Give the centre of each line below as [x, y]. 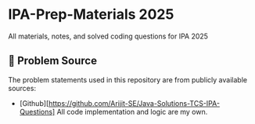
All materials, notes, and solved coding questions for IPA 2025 [108, 36]
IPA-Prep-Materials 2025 [91, 15]
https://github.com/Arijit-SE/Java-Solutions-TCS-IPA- [134, 103]
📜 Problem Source [53, 61]
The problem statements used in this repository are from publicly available [128, 79]
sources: [22, 88]
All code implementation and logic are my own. [132, 111]
